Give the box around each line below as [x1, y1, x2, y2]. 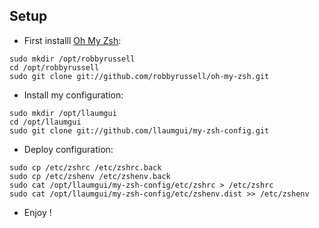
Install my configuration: [23, 89, 124, 101]
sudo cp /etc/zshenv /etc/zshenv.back [9, 171, 171, 181]
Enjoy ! [23, 206, 52, 218]
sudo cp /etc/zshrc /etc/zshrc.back [9, 162, 162, 173]
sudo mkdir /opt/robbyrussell [9, 54, 136, 64]
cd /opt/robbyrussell [9, 62, 100, 73]
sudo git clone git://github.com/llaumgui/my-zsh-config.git [9, 125, 270, 136]
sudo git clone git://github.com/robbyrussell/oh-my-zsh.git [9, 71, 270, 81]
